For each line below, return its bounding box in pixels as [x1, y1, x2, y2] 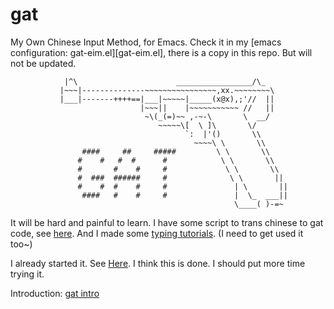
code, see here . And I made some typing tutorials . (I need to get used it [10, 227, 304, 239]
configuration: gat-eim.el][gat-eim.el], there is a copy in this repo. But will [10, 46, 313, 58]
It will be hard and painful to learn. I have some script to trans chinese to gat [10, 216, 324, 228]
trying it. [10, 268, 45, 280]
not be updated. [10, 57, 77, 69]
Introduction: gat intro [10, 287, 100, 299]
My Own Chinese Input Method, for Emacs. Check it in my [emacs [10, 36, 282, 48]
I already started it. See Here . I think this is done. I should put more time [10, 257, 306, 269]
